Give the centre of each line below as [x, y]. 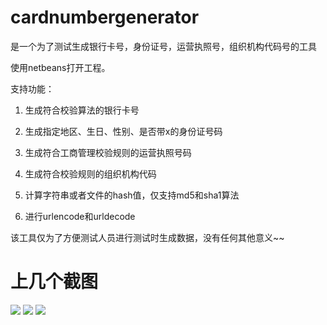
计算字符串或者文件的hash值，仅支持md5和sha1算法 [132, 195]
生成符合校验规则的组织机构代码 [90, 173]
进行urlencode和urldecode [80, 216]
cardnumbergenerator [105, 17]
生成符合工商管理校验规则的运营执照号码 [108, 152]
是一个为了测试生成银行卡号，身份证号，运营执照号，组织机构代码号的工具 [163, 46]
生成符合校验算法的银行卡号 [82, 110]
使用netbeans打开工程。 [60, 67]
